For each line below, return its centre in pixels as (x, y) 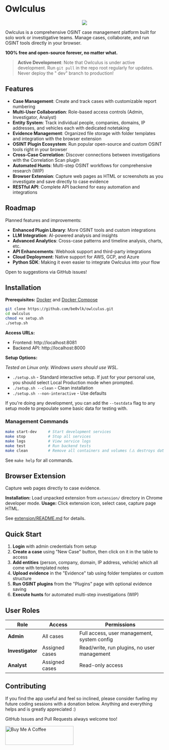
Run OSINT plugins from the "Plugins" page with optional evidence (82, 584)
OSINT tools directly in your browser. (44, 43)
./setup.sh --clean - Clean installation (53, 388)
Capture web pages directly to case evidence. (53, 488)
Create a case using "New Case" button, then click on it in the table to (85, 552)
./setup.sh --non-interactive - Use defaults (59, 393)
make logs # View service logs (48, 441)
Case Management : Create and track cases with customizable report (84, 101)
